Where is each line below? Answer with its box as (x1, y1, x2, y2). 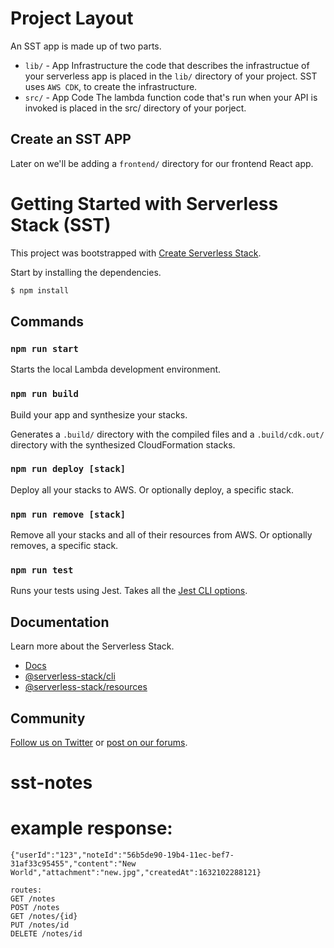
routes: (10, 885, 43, 896)
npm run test (10, 565, 74, 576)
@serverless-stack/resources (24, 681, 148, 693)
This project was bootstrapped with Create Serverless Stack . (10, 247, 262, 259)
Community (10, 710, 86, 727)
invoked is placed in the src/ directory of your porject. (24, 102, 247, 114)
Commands (10, 313, 85, 330)
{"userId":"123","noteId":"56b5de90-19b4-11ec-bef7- (10, 850, 235, 861)
